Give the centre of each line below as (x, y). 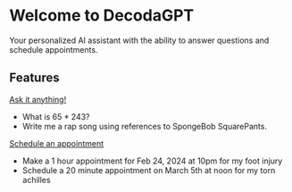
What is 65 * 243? (56, 116)
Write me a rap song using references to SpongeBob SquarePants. (145, 126)
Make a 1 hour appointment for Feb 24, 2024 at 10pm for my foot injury (152, 161)
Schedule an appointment (57, 143)
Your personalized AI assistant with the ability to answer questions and (139, 40)
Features (34, 78)
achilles (36, 179)
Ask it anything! (38, 99)
